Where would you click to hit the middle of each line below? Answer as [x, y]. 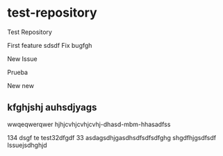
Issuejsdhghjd [27, 145]
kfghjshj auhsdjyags [52, 108]
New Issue [22, 59]
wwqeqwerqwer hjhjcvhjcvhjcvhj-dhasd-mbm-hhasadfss [89, 124]
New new [21, 85]
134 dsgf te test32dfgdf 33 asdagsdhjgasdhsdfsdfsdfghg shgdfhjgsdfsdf [112, 137]
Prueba [18, 72]
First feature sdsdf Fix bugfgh [50, 45]
